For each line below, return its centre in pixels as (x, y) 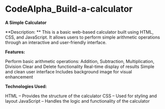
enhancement (19, 77)
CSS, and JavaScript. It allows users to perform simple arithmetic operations (82, 37)
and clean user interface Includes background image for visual (68, 71)
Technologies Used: (26, 86)
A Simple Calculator (26, 22)
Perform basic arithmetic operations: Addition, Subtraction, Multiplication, (80, 61)
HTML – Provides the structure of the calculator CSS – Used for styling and (81, 96)
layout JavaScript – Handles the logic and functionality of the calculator (78, 101)
